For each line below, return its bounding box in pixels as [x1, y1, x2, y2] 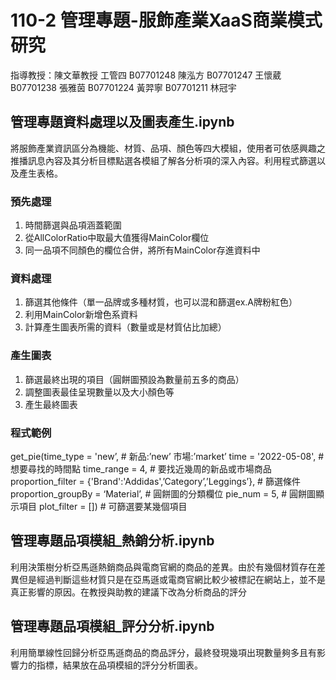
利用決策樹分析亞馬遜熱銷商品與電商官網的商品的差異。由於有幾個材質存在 [10, 561, 317, 573]
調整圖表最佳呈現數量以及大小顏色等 [24, 386, 175, 398]
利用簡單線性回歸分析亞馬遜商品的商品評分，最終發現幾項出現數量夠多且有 [10, 646, 317, 658]
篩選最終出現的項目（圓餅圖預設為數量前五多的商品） [24, 373, 245, 385]
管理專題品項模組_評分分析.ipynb [10, 618, 215, 635]
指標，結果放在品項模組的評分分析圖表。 [36, 659, 203, 671]
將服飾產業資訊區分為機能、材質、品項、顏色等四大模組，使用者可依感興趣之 [10, 142, 326, 154]
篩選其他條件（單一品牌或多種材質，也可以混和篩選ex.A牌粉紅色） [24, 296, 298, 308]
